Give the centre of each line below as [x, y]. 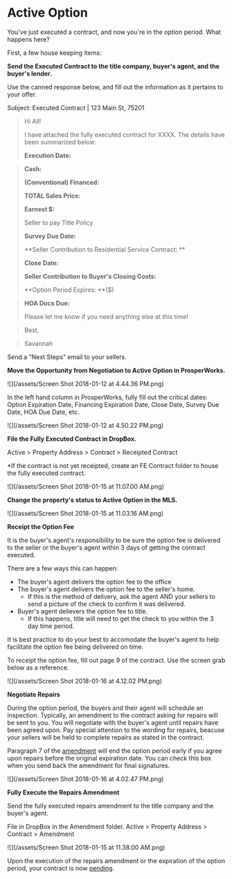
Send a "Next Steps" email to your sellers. [67, 357]
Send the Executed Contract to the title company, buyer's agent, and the [114, 66]
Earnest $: [39, 209]
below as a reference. [38, 668]
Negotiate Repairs [34, 694]
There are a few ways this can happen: [63, 568]
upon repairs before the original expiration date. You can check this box [109, 758]
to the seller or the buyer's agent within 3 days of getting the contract [106, 547]
